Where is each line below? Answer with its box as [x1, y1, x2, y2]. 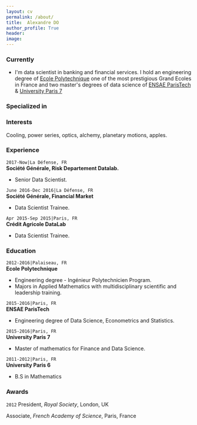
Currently [6, 55, 34, 64]
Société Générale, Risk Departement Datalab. [6, 164, 119, 171]
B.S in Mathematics [14, 373, 62, 380]
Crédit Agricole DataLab [6, 220, 66, 227]
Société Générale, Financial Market [6, 192, 94, 200]
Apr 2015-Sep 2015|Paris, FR [6, 215, 78, 221]
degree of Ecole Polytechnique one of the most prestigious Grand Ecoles [14, 75, 192, 82]
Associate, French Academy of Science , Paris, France [6, 413, 136, 420]
